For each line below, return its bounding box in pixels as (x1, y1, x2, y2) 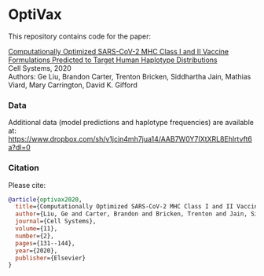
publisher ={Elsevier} (15, 254, 86, 262)
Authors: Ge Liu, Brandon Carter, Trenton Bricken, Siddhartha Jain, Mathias (8, 72, 251, 81)
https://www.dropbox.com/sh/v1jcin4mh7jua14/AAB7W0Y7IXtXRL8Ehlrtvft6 (8, 134, 253, 144)
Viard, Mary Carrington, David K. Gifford (8, 80, 137, 90)
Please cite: (8, 180, 46, 190)
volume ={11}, (15, 225, 58, 233)
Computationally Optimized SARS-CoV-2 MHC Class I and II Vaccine (8, 46, 229, 56)
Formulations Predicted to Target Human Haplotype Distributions (8, 55, 218, 64)
